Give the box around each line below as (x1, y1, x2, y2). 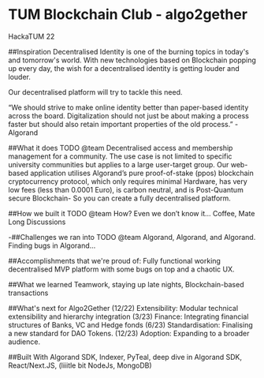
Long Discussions (8, 217, 66, 226)
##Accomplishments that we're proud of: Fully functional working (8, 256, 221, 265)
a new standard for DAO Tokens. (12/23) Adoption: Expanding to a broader (8, 328, 250, 338)
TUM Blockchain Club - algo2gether (8, 6, 248, 24)
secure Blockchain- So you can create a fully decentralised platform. (8, 193, 231, 203)
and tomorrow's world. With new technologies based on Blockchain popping (8, 55, 256, 65)
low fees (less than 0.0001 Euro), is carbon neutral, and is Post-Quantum (8, 185, 244, 194)
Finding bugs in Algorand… (8, 241, 96, 250)
